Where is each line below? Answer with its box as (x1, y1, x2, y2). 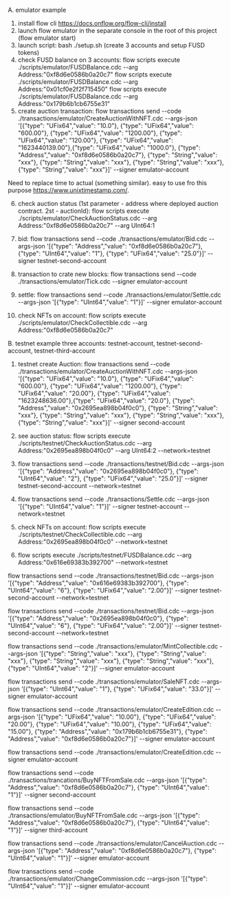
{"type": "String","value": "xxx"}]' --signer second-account (17, 419, 186, 426)
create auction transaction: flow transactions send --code (17, 107, 181, 115)
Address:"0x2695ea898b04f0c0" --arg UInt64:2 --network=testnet (17, 447, 211, 454)
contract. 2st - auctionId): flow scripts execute (17, 207, 150, 215)
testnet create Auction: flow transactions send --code (17, 360, 170, 368)
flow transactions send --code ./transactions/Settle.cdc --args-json (17, 495, 210, 503)
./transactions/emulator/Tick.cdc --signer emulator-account (17, 277, 188, 285)
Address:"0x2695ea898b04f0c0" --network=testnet (17, 538, 168, 546)
